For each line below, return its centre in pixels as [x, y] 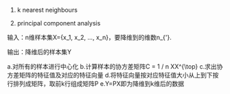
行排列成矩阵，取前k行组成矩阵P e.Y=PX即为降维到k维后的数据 [95, 84]
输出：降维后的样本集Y [39, 52]
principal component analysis [59, 23]
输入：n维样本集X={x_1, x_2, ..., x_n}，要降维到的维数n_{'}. [89, 37]
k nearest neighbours [47, 10]
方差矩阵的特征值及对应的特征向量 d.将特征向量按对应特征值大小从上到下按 [113, 75]
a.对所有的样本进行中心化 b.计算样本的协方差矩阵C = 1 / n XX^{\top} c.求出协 [115, 67]
